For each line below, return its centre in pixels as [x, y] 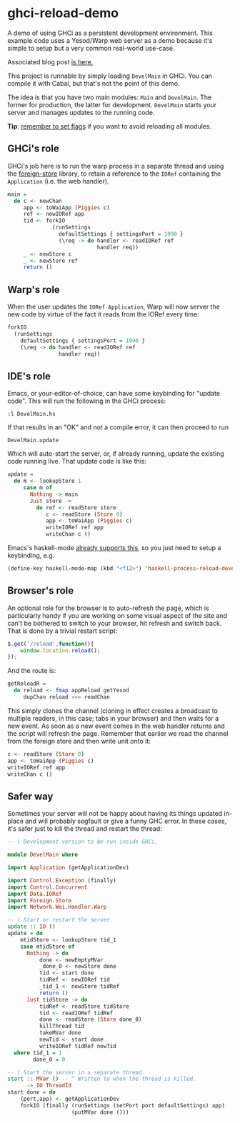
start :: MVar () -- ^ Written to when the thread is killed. [102, 1079]
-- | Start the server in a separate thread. [76, 1072]
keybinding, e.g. [31, 555]
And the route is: [32, 671]
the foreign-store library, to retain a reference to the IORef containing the [114, 174]
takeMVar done [60, 1033]
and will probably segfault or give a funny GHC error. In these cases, [126, 821]
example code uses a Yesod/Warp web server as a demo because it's [110, 40]
